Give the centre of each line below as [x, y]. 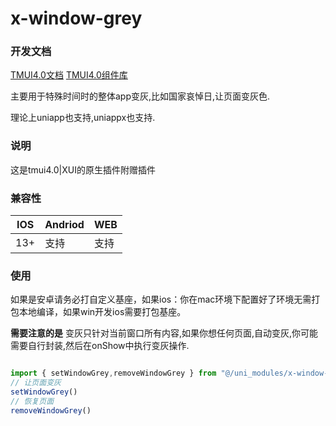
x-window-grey [76, 18]
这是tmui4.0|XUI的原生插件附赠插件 [83, 169]
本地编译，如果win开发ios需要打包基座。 [102, 312]
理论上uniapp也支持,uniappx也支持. [83, 118]
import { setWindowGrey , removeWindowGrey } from [113, 373]
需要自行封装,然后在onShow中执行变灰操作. [100, 346]
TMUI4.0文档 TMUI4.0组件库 [69, 75]
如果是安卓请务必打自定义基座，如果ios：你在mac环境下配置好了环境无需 [161, 299]
